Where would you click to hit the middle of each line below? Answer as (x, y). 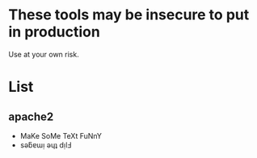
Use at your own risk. (44, 54)
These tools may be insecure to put (129, 15)
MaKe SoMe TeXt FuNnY (61, 135)
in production (55, 32)
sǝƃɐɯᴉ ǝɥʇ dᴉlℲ (46, 145)
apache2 (31, 116)
